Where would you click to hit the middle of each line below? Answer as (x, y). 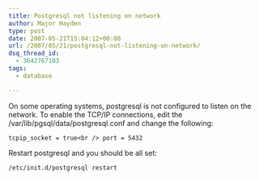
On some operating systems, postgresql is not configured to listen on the (130, 106)
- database (34, 76)
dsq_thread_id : (34, 53)
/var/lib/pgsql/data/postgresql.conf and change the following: (111, 123)
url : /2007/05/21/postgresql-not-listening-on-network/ (104, 46)
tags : (17, 69)
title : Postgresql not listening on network (85, 16)
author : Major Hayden (45, 23)
